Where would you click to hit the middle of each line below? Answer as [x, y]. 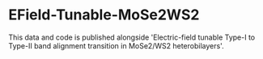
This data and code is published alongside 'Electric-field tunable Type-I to [132, 37]
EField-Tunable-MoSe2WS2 [104, 15]
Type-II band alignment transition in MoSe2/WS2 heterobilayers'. [116, 45]
